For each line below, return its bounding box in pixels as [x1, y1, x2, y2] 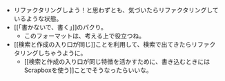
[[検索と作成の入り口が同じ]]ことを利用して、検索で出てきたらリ [13, 40, 198, 48]
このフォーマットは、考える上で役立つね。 [23, 32, 146, 40]
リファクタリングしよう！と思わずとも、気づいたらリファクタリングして [13, 6, 219, 14]
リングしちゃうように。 [19, 49, 87, 57]
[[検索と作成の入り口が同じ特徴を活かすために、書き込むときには [23, 58, 211, 65]
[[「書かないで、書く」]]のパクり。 [13, 23, 107, 31]
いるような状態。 [13, 14, 63, 23]
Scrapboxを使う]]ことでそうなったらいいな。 [23, 66, 153, 74]
